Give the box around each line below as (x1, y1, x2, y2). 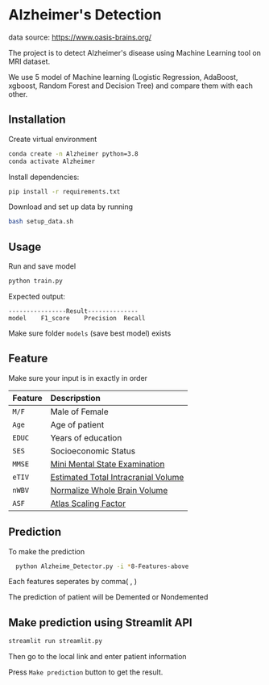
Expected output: (8, 291, 66, 301)
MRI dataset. (8, 56, 51, 66)
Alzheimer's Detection (8, 6, 162, 24)
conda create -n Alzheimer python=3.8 (8, 149, 139, 158)
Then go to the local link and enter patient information (8, 652, 187, 662)
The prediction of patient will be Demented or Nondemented (8, 592, 209, 602)
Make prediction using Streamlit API (8, 616, 192, 629)
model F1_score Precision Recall (8, 314, 147, 322)
